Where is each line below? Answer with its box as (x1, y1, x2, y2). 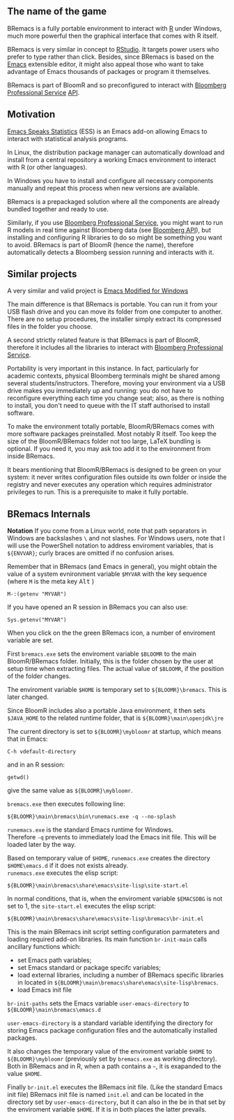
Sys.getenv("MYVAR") (7, 617, 68, 624)
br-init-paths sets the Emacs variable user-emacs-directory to (7, 999, 189, 1008)
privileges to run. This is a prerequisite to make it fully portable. (7, 488, 189, 496)
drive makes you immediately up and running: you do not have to (7, 387, 194, 395)
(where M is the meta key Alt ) (7, 577, 95, 586)
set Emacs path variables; (17, 956, 92, 964)
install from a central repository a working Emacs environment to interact (7, 155, 217, 163)
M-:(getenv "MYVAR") (7, 591, 68, 598)
